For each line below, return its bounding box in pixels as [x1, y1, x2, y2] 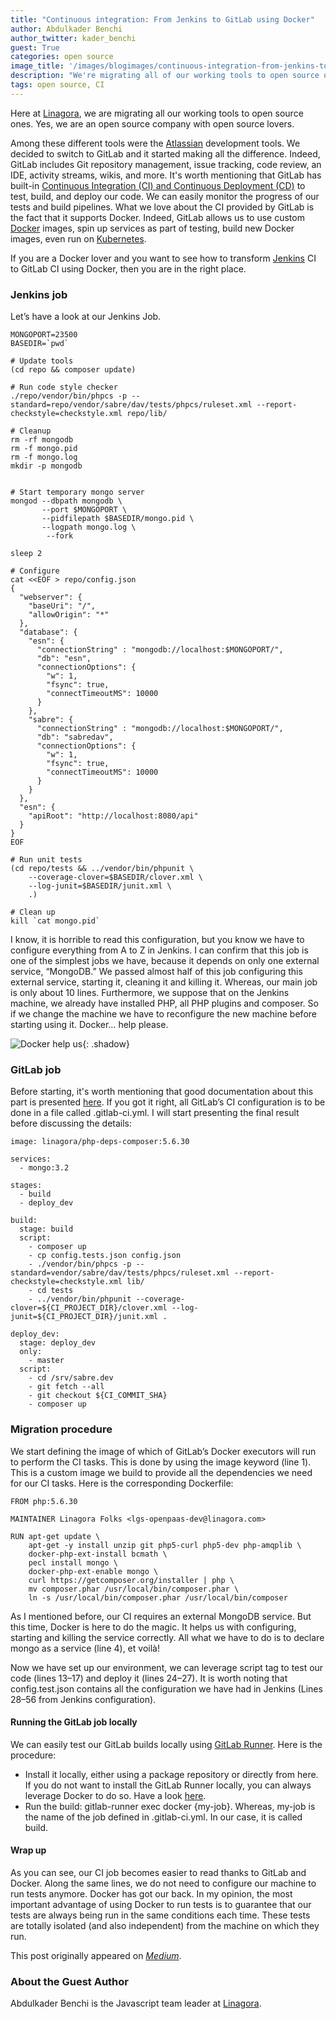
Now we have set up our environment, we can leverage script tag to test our [10, 1661, 324, 1673]
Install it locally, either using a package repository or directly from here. [24, 1768, 319, 1780]
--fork [46, 531, 74, 541]
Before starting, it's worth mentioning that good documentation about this [10, 1086, 314, 1098]
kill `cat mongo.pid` [10, 916, 101, 926]
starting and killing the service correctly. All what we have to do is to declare [10, 1631, 325, 1643]
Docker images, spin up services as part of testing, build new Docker [10, 222, 295, 234]
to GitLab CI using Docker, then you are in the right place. [10, 262, 247, 275]
